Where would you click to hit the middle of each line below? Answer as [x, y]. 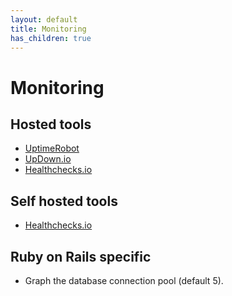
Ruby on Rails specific [81, 256]
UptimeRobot [52, 148]
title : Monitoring [48, 29]
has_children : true [51, 38]
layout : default [44, 19]
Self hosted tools [64, 201]
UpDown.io [48, 159]
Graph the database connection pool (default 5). [124, 280]
